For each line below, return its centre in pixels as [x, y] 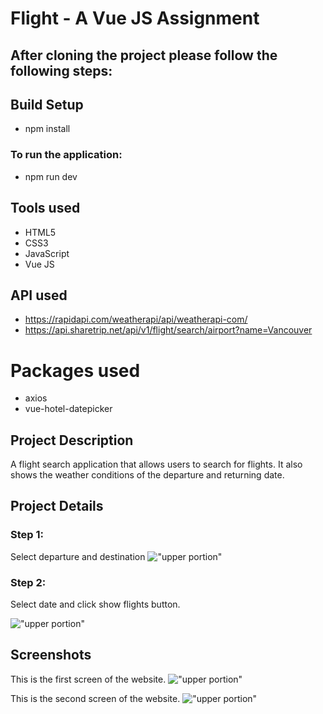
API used [39, 295]
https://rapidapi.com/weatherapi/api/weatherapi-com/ [136, 319]
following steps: [61, 70]
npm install [47, 129]
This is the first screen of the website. [88, 679]
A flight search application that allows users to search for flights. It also [156, 464]
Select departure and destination [78, 556]
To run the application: [66, 155]
